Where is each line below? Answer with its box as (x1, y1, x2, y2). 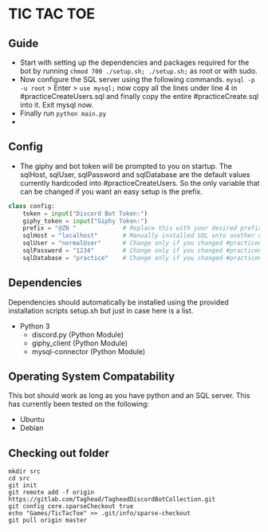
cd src (8, 475, 30, 483)
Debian (19, 424, 44, 433)
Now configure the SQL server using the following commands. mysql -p (19, 75, 255, 84)
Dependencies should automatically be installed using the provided (8, 297, 229, 307)
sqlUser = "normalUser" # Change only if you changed (22, 239, 223, 247)
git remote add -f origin (8, 488, 94, 497)
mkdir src (8, 467, 41, 475)
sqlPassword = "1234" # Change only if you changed (22, 246, 223, 255)
